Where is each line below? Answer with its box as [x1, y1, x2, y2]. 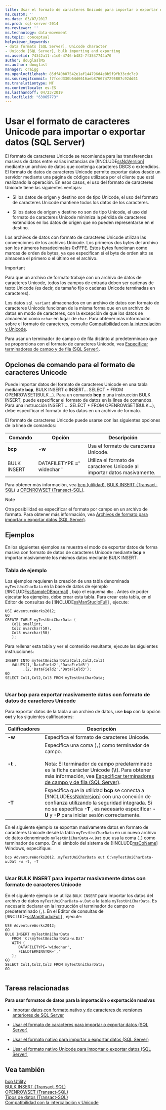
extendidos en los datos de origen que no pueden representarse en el [12, 219, 155, 225]
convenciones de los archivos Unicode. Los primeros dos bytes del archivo [5, 240, 158, 246]
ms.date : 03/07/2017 [5, 16, 48, 21]
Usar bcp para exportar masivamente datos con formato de [5, 691, 150, 698]
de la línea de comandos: [5, 423, 56, 428]
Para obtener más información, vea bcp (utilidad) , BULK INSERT [5, 482, 135, 487]
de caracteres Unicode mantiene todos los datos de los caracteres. [12, 200, 149, 206]
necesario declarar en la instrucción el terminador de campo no [5, 903, 135, 909]
